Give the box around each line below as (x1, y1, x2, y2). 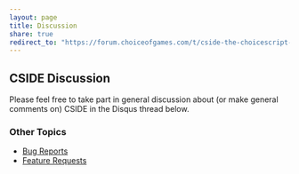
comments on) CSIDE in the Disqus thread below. (9, 104, 190, 115)
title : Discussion (9, 21, 77, 30)
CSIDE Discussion (9, 70, 111, 85)
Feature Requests (21, 155, 87, 166)
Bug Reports (21, 146, 69, 156)
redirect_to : (9, 37, 58, 47)
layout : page (9, 12, 58, 22)
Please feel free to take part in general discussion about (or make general (9, 94, 279, 105)
